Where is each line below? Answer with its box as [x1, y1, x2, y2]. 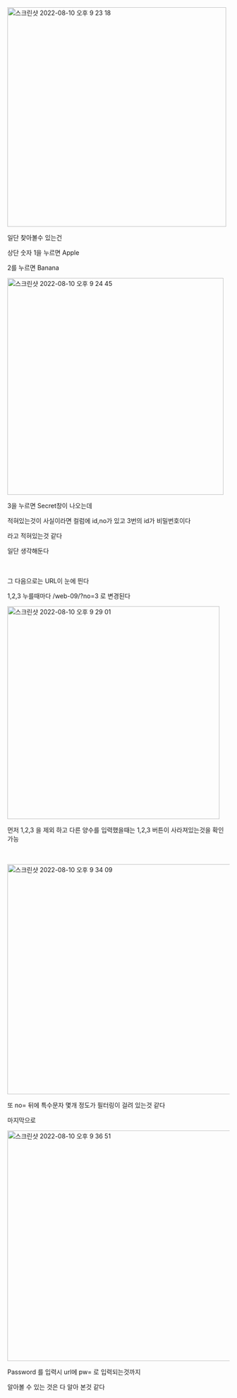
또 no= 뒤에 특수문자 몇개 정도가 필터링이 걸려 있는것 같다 [7, 1101, 166, 1109]
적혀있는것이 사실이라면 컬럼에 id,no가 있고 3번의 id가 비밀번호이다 [7, 517, 191, 525]
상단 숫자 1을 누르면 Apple [7, 248, 80, 257]
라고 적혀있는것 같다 [7, 532, 62, 540]
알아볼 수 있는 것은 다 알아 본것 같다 [7, 1383, 105, 1391]
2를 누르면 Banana [7, 263, 60, 272]
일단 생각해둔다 [7, 546, 49, 555]
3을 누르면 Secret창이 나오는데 [7, 502, 93, 510]
